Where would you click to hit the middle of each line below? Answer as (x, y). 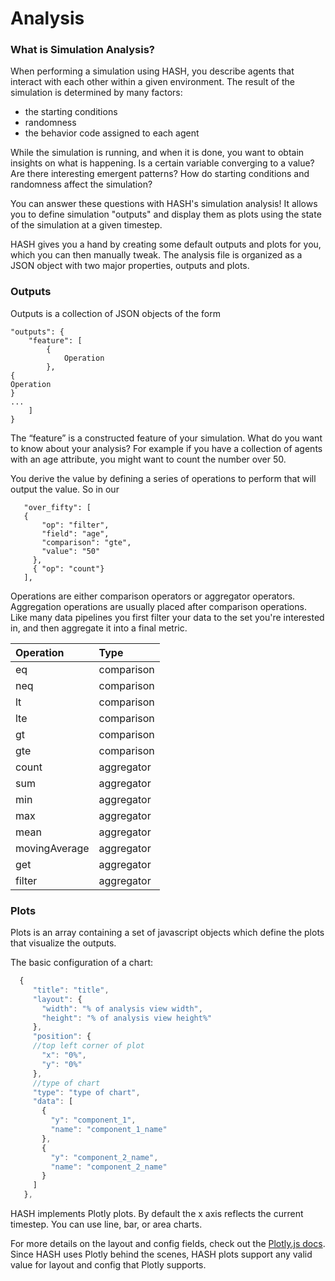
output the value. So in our (65, 489)
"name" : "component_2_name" (109, 1167)
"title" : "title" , (71, 990)
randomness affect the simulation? (81, 184)
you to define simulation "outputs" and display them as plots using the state (166, 214)
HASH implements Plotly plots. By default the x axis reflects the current (157, 1214)
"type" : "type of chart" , (86, 1092)
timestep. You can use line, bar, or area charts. (106, 1224)
